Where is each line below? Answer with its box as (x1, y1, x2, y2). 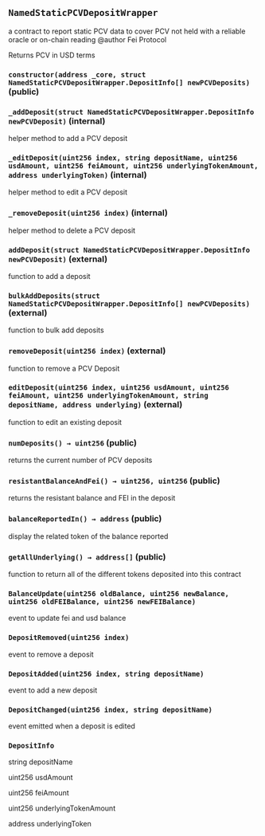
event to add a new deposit (8, 685, 98, 695)
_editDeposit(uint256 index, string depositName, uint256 (8, 153, 238, 163)
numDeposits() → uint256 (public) (8, 437, 138, 448)
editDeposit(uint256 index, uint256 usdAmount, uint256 (8, 383, 229, 392)
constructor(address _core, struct (8, 70, 146, 79)
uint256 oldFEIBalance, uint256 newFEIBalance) (8, 597, 197, 606)
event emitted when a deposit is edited (8, 721, 135, 731)
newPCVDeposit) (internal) (8, 116, 106, 127)
